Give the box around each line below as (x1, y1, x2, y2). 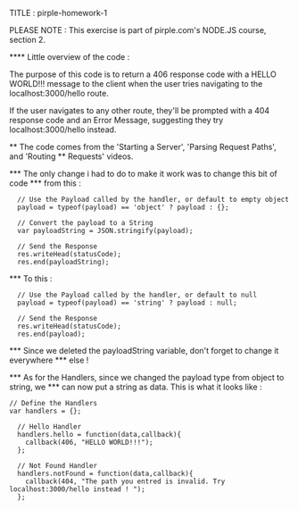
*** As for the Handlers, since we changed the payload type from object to (9, 372, 285, 382)
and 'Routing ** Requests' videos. (9, 151, 134, 162)
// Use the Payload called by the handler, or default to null (17, 290, 257, 299)
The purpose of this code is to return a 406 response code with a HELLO (9, 69, 277, 79)
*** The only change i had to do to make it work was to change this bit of (9, 169, 278, 179)
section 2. (9, 35, 46, 45)
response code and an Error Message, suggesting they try (9, 115, 224, 125)
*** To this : (9, 273, 53, 284)
